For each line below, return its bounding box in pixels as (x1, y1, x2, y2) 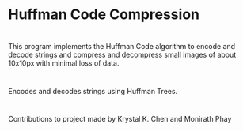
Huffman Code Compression (8, 6, 200, 24)
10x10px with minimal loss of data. (8, 58, 120, 68)
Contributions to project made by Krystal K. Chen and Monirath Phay (8, 114, 232, 123)
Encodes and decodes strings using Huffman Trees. (8, 86, 178, 95)
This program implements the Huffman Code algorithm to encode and (8, 42, 236, 51)
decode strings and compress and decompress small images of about (8, 50, 237, 60)
